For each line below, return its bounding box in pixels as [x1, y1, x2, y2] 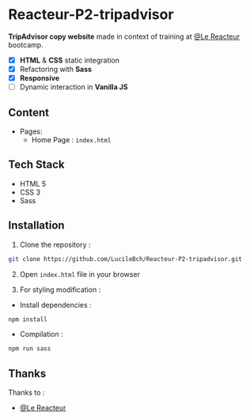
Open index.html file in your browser [19, 269, 141, 278]
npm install [8, 315, 47, 324]
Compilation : [19, 330, 63, 339]
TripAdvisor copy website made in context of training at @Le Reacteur [8, 32, 241, 41]
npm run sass [8, 345, 51, 353]
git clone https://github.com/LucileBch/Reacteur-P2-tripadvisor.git [8, 255, 243, 263]
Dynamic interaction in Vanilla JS [19, 82, 128, 92]
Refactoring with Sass [19, 65, 93, 74]
